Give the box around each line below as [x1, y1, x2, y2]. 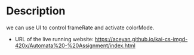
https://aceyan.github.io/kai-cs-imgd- [94, 35, 188, 42]
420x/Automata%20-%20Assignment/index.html [14, 42, 136, 49]
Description [6, 4, 66, 18]
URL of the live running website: [14, 35, 94, 42]
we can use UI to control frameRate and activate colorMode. [6, 24, 155, 31]
